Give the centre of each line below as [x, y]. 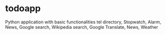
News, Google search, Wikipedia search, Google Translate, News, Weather [82, 27]
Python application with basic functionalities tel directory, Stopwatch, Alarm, [83, 22]
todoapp [23, 9]
